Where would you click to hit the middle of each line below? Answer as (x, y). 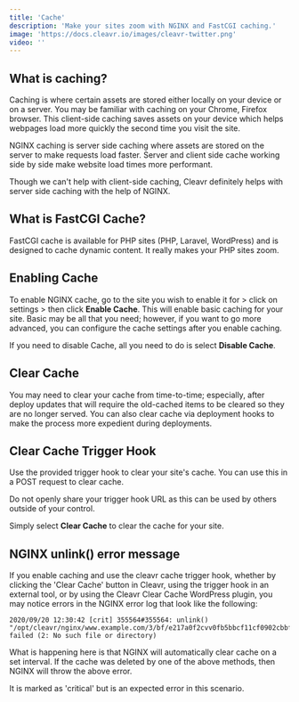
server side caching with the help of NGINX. (90, 192)
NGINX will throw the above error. (71, 671)
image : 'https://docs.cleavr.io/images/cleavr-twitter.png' (123, 34)
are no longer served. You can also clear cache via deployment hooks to (142, 413)
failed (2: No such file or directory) (83, 636)
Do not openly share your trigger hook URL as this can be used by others (143, 499)
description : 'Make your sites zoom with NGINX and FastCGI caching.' (143, 26)
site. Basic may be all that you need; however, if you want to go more (135, 318)
